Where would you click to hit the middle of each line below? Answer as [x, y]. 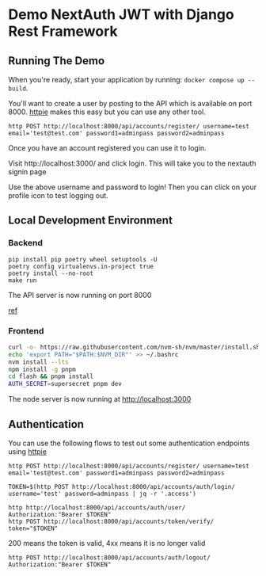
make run [23, 280]
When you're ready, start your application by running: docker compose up [126, 80]
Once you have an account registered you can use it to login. [108, 148]
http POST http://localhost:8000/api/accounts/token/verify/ [111, 522]
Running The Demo [57, 61]
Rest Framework [63, 31]
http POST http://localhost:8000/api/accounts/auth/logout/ [110, 558]
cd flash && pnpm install [51, 377]
